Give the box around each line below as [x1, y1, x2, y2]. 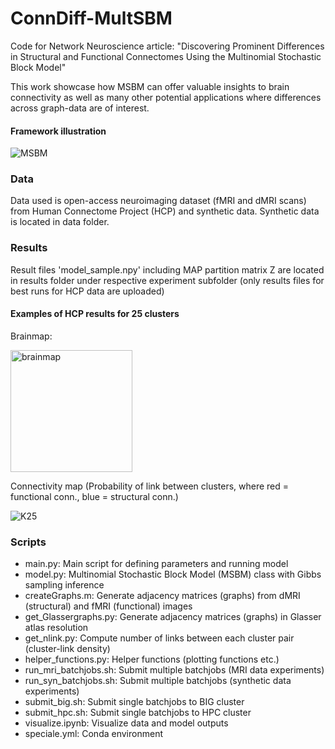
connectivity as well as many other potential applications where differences [10, 91, 322, 103]
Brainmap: [10, 330, 53, 342]
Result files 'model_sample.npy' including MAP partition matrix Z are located [10, 263, 325, 276]
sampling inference [24, 579, 105, 591]
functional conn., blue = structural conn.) [10, 490, 179, 502]
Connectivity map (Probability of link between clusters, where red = [10, 480, 290, 492]
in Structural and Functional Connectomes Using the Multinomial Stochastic [10, 50, 322, 62]
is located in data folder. [10, 216, 110, 228]
